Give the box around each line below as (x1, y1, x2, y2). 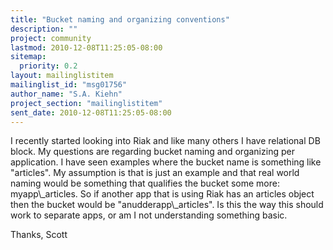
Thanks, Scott (10, 229, 68, 241)
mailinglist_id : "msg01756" (10, 80, 128, 90)
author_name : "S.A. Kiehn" (10, 89, 123, 99)
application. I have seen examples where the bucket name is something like (10, 156, 322, 168)
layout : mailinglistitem (10, 71, 114, 81)
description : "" (10, 24, 78, 34)
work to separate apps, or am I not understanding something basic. (10, 209, 288, 221)
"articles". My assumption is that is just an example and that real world (10, 167, 300, 179)
